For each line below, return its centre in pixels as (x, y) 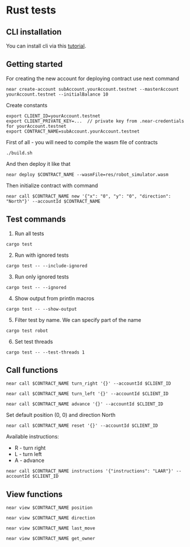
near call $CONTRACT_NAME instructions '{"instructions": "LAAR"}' (90, 471)
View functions (34, 494)
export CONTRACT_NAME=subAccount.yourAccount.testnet (73, 131)
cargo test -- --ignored (36, 287)
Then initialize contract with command (52, 185)
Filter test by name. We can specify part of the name (78, 320)
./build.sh (19, 153)
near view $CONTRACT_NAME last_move (51, 528)
